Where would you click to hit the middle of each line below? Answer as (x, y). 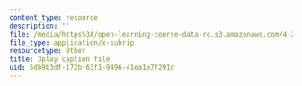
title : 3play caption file (60, 59)
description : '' (40, 26)
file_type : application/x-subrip (72, 43)
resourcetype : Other (48, 51)
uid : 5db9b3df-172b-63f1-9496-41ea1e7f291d (92, 68)
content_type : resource (54, 17)
